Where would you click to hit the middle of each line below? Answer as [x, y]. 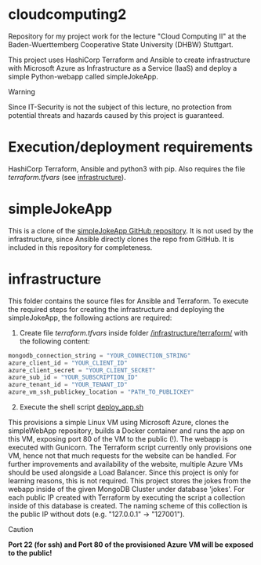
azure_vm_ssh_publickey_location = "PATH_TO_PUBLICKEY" [101, 392]
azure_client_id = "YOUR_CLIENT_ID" [68, 363]
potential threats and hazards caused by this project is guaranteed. [116, 115]
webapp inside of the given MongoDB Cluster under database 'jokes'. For [126, 489]
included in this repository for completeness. [80, 247]
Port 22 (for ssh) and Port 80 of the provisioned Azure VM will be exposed [131, 545]
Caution [21, 529]
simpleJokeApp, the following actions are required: [90, 317]
